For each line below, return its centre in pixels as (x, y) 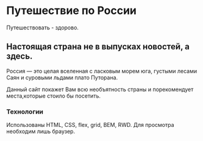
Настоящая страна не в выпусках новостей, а (98, 47)
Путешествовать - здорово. (43, 27)
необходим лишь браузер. (41, 131)
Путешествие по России (72, 11)
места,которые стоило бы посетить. (53, 96)
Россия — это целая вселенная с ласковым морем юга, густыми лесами (101, 71)
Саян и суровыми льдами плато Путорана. (62, 78)
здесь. (20, 56)
